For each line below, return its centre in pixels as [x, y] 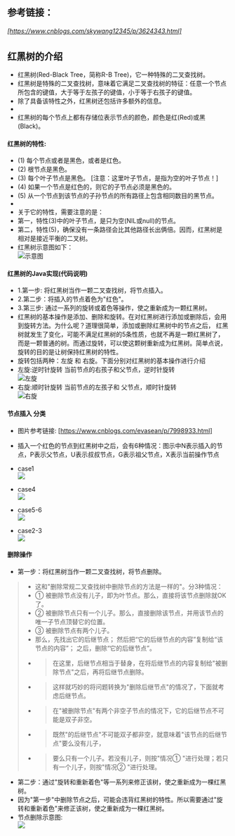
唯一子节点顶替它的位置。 [72, 621]
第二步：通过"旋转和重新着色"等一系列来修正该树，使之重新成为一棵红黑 [122, 782]
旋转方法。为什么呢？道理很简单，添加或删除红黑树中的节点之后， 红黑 [126, 325]
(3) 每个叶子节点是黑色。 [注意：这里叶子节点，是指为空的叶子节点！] [118, 178]
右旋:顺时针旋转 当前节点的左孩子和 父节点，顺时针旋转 [97, 387]
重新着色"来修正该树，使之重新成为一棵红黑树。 [99, 808]
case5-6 [29, 510]
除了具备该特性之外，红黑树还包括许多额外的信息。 [91, 101]
